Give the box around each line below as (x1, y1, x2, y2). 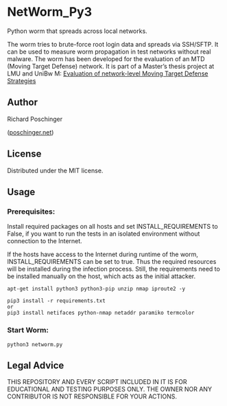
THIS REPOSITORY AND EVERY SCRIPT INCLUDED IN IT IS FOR (7, 378, 187, 386)
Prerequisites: (7, 207, 56, 216)
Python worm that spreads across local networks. (7, 27, 147, 35)
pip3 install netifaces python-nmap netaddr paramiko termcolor (7, 310, 195, 317)
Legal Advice (7, 359, 64, 371)
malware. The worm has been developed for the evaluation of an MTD (7, 54, 205, 63)
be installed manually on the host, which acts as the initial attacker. (7, 272, 196, 280)
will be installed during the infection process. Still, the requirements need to (7, 265, 221, 273)
